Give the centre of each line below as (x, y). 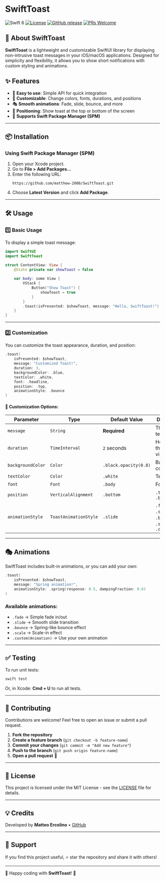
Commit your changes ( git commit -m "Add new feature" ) (71, 745)
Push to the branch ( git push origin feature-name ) (65, 751)
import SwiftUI (21, 251)
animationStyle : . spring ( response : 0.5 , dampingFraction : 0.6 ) (80, 589)
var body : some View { (37, 279)
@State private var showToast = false (54, 270)
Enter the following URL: (37, 174)
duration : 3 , (27, 368)
